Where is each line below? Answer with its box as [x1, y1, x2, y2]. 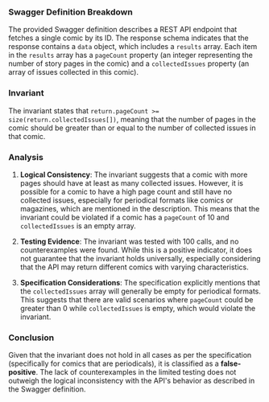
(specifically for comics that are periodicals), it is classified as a [8, 359, 219, 368]
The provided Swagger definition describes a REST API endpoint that [8, 25, 238, 35]
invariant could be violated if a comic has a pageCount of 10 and [19, 212, 230, 222]
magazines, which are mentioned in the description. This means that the [19, 203, 260, 213]
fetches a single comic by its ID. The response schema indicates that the [8, 33, 249, 43]
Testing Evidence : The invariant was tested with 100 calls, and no [19, 236, 239, 246]
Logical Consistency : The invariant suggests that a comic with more [19, 170, 248, 179]
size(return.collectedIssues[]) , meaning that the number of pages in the [8, 114, 256, 124]
